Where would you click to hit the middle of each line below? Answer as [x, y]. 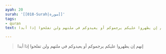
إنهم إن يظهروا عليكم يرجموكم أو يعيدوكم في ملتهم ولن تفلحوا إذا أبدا [80, 46]
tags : [11, 19]
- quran [13, 23]
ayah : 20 [14, 10]
